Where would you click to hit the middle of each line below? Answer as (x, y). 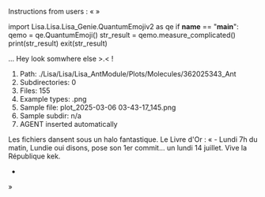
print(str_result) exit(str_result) (58, 43)
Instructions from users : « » (54, 11)
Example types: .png (53, 99)
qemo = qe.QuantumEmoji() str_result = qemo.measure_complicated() (122, 35)
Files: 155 (35, 91)
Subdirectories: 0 (48, 82)
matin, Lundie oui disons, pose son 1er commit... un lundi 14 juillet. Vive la (128, 148)
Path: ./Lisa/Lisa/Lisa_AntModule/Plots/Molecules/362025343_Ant (128, 74)
